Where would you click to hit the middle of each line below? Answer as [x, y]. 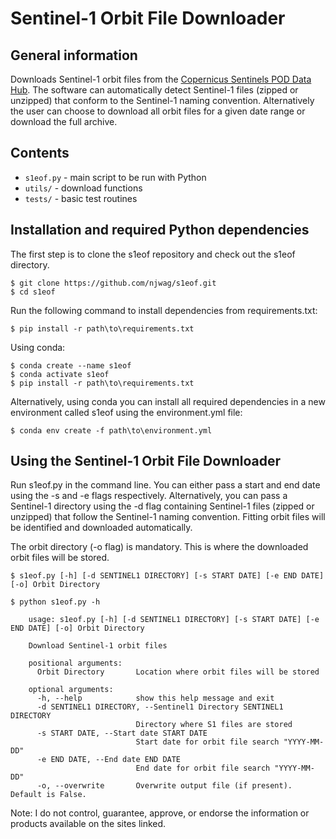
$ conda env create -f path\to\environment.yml [111, 430]
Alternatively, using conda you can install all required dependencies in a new [168, 401]
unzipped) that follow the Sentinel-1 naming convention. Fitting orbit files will [168, 517]
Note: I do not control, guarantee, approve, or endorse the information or [160, 813]
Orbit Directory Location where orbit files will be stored [178, 672]
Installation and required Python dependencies [160, 230]
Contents [40, 153]
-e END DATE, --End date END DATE [109, 760]
